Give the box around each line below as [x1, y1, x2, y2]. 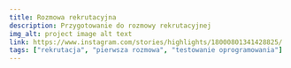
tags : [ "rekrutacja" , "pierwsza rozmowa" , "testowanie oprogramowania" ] [9, 46, 283, 55]
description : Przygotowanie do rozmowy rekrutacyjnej [9, 21, 212, 30]
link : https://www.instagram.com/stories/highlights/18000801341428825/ [9, 37, 283, 47]
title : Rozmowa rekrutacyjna [9, 12, 117, 22]
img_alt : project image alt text [9, 29, 133, 38]
